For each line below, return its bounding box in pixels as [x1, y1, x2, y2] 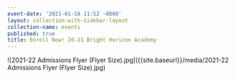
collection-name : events [7, 23, 81, 30]
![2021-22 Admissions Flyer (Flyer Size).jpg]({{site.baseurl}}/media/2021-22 [7, 56, 229, 64]
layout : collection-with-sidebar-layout [7, 17, 129, 24]
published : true [7, 30, 55, 37]
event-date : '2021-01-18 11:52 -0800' [7, 10, 122, 18]
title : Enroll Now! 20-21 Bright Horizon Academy [7, 37, 157, 44]
